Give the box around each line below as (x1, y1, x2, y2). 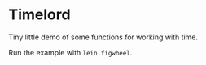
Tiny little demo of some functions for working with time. (8, 32, 198, 42)
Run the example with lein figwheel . (8, 47, 133, 57)
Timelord (8, 6, 71, 24)
